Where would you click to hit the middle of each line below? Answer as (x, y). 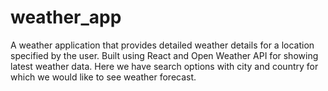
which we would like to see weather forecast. (103, 77)
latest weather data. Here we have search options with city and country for (164, 66)
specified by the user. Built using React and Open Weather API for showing (164, 55)
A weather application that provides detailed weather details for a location (162, 45)
